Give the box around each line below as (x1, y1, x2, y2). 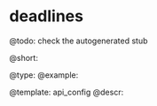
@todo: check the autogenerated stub (9, 35, 148, 46)
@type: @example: (9, 69, 79, 80)
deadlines (9, 6, 84, 26)
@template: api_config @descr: (9, 87, 124, 97)
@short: (9, 52, 38, 63)
